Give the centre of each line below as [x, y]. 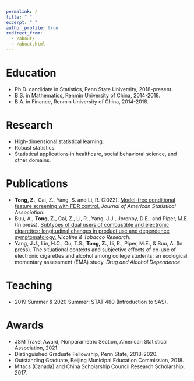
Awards [25, 325]
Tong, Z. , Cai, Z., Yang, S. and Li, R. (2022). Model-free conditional [95, 200]
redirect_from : [24, 33]
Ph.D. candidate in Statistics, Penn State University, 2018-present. [94, 89]
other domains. [33, 160]
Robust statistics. [35, 147]
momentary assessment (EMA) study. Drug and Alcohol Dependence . [98, 262]
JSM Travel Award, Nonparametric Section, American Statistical [91, 341]
